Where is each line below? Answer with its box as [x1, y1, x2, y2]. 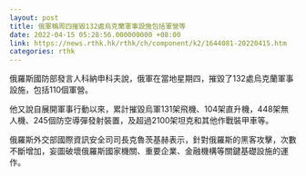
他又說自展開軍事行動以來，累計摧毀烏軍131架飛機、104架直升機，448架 [9, 103, 281, 114]
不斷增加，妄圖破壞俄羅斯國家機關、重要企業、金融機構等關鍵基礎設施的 [9, 146, 280, 157]
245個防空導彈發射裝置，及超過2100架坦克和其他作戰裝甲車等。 [33, 115, 274, 126]
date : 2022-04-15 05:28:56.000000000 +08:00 [9, 30, 181, 39]
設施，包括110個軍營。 [9, 84, 94, 95]
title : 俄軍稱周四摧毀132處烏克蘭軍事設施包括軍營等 [9, 22, 187, 31]
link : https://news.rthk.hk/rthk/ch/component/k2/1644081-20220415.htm [9, 38, 287, 48]
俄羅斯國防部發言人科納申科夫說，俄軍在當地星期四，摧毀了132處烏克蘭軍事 [9, 73, 294, 84]
